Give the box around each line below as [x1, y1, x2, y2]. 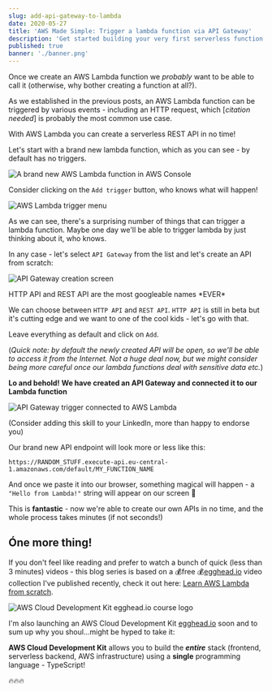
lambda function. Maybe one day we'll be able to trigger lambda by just [8, 225, 247, 234]
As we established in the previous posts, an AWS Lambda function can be [8, 97, 256, 105]
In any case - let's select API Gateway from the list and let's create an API [8, 249, 252, 259]
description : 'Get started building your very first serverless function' [8, 34, 267, 43]
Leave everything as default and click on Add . [8, 329, 160, 339]
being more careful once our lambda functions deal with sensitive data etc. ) [8, 363, 264, 372]
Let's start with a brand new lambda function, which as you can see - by [8, 145, 250, 154]
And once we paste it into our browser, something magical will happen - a [8, 479, 255, 489]
